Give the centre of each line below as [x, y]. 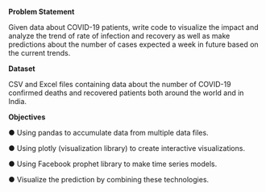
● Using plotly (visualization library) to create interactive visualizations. [127, 148]
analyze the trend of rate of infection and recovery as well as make [119, 36]
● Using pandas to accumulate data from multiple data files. [108, 133]
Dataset [22, 69]
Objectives [27, 117]
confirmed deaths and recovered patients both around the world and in [126, 93]
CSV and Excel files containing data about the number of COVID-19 [120, 84]
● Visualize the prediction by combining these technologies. [109, 179]
